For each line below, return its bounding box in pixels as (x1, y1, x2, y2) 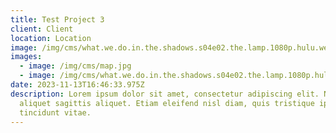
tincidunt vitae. (19, 107, 92, 118)
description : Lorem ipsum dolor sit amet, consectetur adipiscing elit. (10, 89, 320, 99)
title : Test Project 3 (10, 14, 105, 25)
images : (10, 52, 43, 62)
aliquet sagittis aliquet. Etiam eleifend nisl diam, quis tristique (19, 98, 315, 108)
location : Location (10, 33, 92, 43)
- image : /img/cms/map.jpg (19, 61, 132, 71)
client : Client (10, 24, 74, 34)
